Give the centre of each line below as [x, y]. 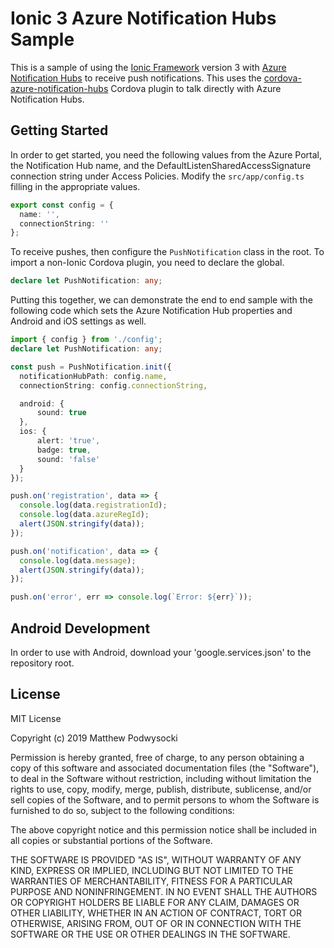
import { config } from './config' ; [86, 340]
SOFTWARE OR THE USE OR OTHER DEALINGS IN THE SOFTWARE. [150, 934]
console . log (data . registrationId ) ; [93, 505]
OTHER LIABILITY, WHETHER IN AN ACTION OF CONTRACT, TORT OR [156, 913]
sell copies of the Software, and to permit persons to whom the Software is [165, 799]
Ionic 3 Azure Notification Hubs [143, 18]
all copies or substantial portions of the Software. [111, 840]
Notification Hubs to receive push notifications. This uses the [136, 78]
